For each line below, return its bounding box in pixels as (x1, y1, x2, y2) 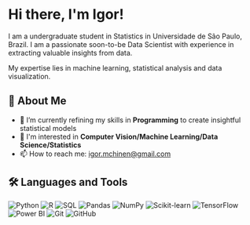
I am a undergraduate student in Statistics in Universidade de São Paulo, (8, 31, 242, 41)
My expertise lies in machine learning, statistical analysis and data (8, 63, 222, 72)
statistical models (19, 123, 77, 132)
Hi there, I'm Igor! (8, 5, 124, 24)
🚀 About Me (8, 94, 67, 107)
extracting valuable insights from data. (8, 48, 133, 57)
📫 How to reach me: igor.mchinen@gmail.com (19, 149, 171, 158)
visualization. (8, 71, 51, 81)
